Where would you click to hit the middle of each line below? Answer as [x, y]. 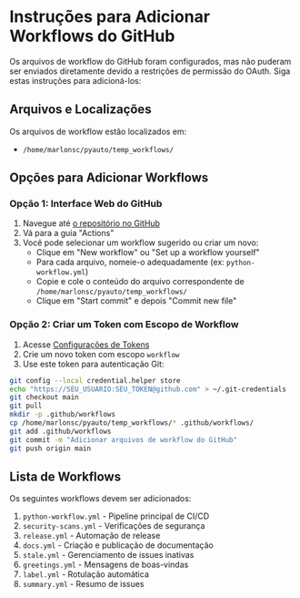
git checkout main [44, 397]
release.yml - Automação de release [91, 536]
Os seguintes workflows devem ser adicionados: [100, 499]
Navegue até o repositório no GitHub [91, 223]
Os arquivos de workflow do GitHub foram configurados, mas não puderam [150, 61]
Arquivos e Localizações [80, 110]
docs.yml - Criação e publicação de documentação [118, 545]
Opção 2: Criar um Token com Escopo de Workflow [124, 325]
